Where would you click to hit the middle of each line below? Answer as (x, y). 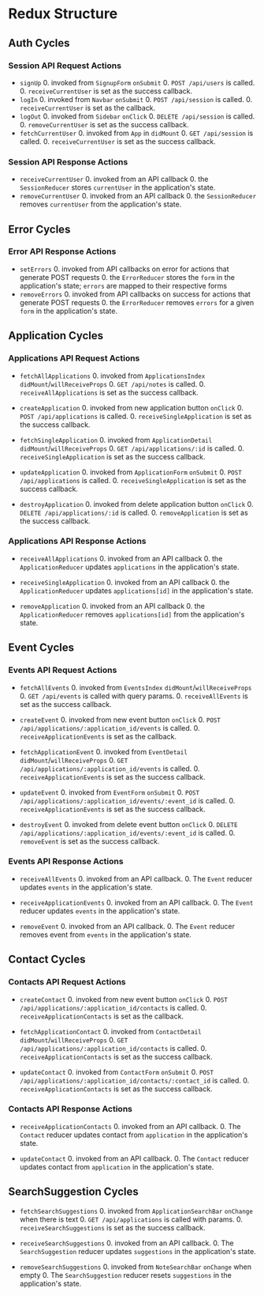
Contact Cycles (47, 960)
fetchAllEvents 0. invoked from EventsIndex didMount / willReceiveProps (136, 687)
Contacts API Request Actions (67, 982)
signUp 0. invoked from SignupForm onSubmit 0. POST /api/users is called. (137, 82)
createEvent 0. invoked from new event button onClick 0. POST (120, 720)
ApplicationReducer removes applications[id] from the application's (132, 614)
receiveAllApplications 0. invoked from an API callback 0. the (121, 558)
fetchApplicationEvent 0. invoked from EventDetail (103, 751)
